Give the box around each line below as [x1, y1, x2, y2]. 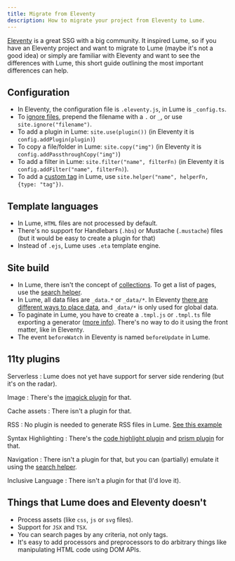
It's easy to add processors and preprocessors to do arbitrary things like [17, 538, 227, 546]
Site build [7, 262, 50, 274]
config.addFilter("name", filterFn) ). [17, 165, 129, 173]
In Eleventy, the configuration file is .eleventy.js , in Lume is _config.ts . [17, 105, 227, 113]
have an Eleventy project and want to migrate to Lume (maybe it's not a [7, 44, 214, 52]
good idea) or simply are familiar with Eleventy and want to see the [7, 51, 201, 60]
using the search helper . [7, 462, 77, 471]
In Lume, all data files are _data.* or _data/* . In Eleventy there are [17, 295, 208, 303]
